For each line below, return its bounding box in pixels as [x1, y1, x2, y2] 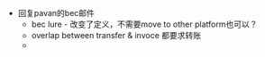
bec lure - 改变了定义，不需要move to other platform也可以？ [31, 19, 258, 29]
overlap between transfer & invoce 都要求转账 [31, 30, 201, 40]
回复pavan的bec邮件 [17, 8, 95, 18]
